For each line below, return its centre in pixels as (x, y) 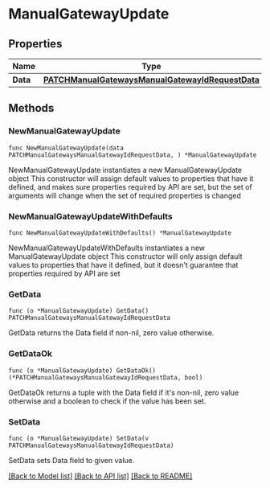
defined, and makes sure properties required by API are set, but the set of (131, 187)
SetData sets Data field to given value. (72, 460)
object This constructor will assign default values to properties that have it (131, 178)
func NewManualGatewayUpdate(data (66, 148)
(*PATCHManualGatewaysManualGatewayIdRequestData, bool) (106, 377)
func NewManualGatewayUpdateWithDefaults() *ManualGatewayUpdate (120, 233)
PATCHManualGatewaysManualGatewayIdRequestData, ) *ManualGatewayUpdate (133, 155)
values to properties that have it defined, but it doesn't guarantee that (123, 265)
